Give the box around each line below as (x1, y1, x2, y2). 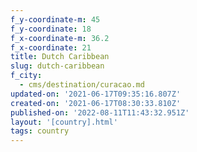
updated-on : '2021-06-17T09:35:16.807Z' (10, 89, 182, 99)
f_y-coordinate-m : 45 (10, 14, 101, 25)
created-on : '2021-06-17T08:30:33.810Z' (10, 98, 182, 108)
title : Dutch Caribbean (10, 52, 110, 62)
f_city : (10, 71, 43, 81)
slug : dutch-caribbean (10, 61, 105, 71)
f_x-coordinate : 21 (10, 42, 92, 53)
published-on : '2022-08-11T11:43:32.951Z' (10, 107, 190, 118)
